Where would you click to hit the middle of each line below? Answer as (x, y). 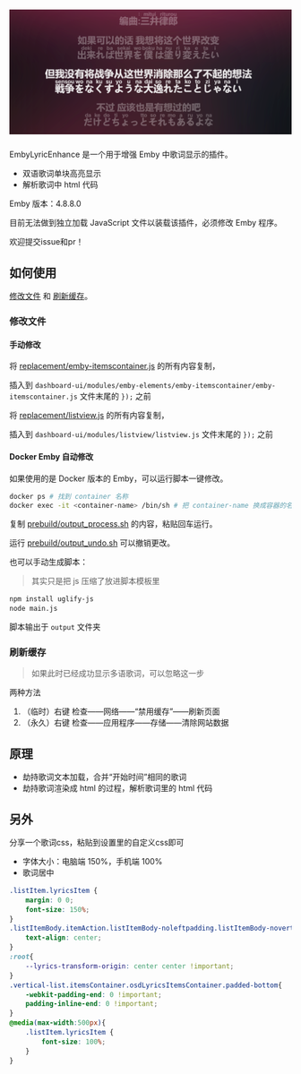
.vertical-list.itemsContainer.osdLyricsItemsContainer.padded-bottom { (146, 985)
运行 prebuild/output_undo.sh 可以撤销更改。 (92, 543)
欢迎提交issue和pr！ (47, 242)
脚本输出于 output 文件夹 (55, 627)
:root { (21, 957)
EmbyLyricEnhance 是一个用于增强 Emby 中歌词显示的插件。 (121, 155)
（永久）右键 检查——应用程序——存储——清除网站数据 (125, 723)
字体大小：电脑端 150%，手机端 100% (92, 861)
